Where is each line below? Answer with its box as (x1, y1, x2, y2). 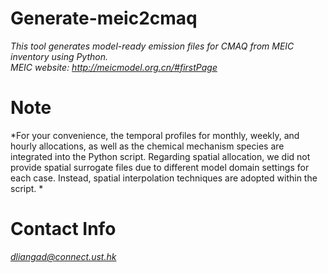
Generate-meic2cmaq (10, 7, 198, 30)
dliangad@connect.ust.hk (10, 250, 117, 262)
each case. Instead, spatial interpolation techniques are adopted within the (10, 172, 318, 184)
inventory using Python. (10, 50, 109, 62)
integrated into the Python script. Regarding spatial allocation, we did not (10, 150, 311, 162)
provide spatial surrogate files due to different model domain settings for (10, 161, 310, 173)
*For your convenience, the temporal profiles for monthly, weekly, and (10, 129, 300, 141)
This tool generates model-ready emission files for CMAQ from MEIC (10, 40, 295, 52)
